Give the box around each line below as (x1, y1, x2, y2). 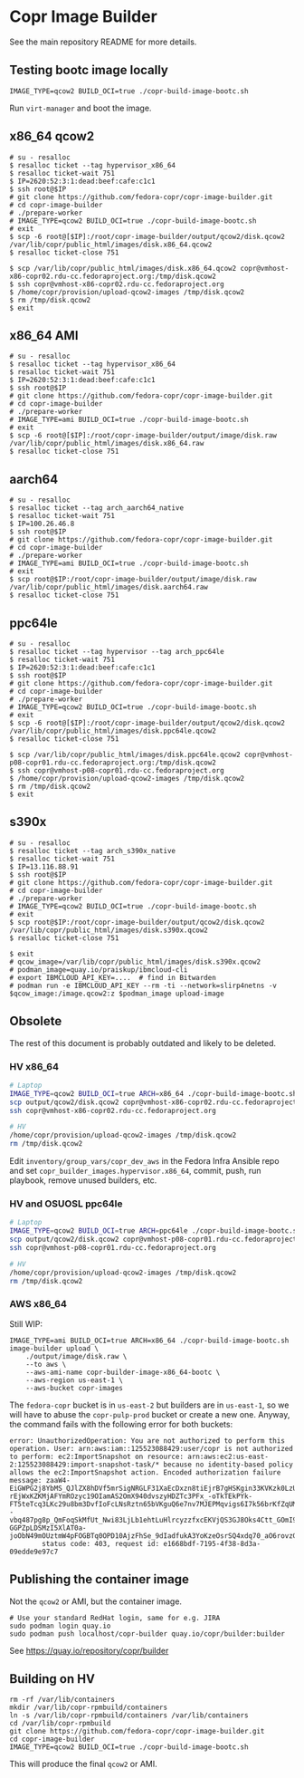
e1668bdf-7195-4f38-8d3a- (163, 1539, 261, 1548)
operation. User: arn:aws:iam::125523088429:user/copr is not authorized (9, 1444, 294, 1453)
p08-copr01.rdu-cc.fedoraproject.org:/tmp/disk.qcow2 (9, 758, 217, 767)
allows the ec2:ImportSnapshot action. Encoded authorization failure (9, 1467, 281, 1477)
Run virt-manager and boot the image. (9, 102, 152, 113)
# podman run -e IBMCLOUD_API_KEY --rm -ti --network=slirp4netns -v (9, 981, 278, 990)
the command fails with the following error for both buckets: (9, 1418, 233, 1429)
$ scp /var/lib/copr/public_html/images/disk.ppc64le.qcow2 (9, 750, 242, 759)
